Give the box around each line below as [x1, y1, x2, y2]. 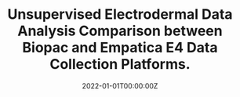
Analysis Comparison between [17, 22, 223, 40]
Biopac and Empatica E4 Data [22, 39, 218, 56]
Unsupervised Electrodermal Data [7, 5, 233, 23]
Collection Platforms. [49, 56, 191, 74]
